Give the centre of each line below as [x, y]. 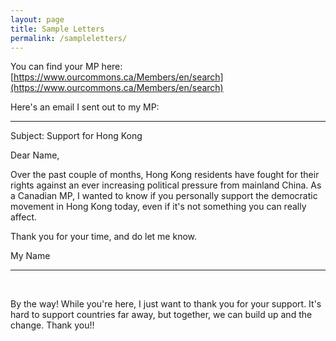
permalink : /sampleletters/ [69, 38]
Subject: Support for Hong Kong [76, 136]
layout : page [37, 19]
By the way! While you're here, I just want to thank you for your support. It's [166, 304]
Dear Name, [35, 155]
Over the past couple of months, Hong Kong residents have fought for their [165, 175]
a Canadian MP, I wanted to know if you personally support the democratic [164, 196]
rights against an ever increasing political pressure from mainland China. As [166, 185]
